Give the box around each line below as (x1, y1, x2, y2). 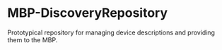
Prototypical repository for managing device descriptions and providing (7, 28, 216, 37)
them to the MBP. (7, 35, 58, 44)
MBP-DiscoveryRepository (7, 5, 168, 21)
